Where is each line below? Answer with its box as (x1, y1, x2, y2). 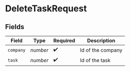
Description (87, 37, 116, 44)
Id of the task (80, 57, 111, 64)
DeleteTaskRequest (5, 3, 87, 14)
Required (53, 37, 75, 44)
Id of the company (80, 46, 123, 53)
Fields (5, 23, 25, 31)
